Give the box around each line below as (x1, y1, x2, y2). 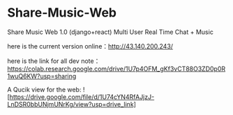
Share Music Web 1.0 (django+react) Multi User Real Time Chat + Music (7, 28, 214, 36)
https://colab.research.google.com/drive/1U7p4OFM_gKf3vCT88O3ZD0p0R (7, 64, 226, 73)
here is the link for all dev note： (7, 57, 100, 65)
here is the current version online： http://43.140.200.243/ (7, 42, 173, 50)
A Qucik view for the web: (7, 85, 82, 94)
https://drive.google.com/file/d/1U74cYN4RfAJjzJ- (9, 92, 155, 101)
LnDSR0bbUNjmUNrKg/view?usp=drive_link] (7, 100, 136, 108)
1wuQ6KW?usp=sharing (7, 71, 77, 80)
